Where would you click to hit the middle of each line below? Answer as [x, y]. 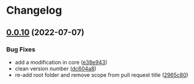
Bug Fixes [21, 49]
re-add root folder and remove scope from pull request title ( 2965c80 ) [101, 74]
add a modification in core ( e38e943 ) [61, 62]
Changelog [34, 10]
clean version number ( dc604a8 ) [56, 69]
